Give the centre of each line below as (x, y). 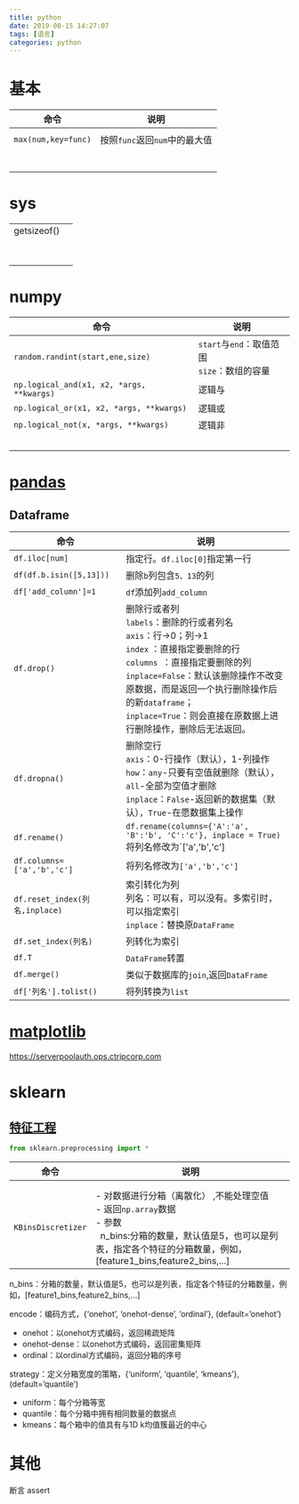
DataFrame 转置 (155, 958)
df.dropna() (39, 779)
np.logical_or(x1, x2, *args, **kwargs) (100, 408)
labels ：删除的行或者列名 (180, 622)
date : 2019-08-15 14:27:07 (59, 26)
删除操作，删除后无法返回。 (193, 729)
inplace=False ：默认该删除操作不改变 (204, 675)
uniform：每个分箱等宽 (64, 1402)
